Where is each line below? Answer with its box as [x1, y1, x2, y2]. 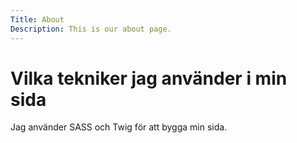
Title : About [10, 14, 65, 25]
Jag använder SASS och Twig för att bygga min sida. [10, 121, 228, 133]
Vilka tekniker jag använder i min [10, 67, 288, 90]
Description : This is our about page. [10, 24, 172, 34]
